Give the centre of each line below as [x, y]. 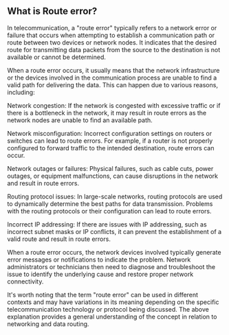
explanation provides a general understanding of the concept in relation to [112, 316]
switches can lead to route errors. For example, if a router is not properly [110, 141]
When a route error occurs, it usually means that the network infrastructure [113, 70]
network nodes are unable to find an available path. [80, 120]
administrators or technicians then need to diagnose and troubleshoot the [111, 266]
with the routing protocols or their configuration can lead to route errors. [109, 211]
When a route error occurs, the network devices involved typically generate [114, 252]
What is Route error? [52, 11]
